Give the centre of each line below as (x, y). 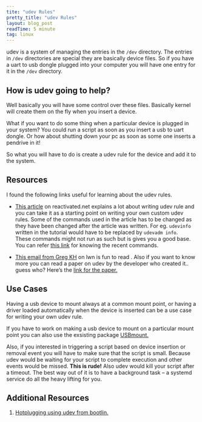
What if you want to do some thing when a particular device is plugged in (98, 123)
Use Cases (27, 289)
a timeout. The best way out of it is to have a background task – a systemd (99, 372)
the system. (21, 161)
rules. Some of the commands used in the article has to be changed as (103, 219)
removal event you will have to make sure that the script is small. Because (99, 353)
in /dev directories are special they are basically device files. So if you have (100, 58)
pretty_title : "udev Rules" (42, 18)
